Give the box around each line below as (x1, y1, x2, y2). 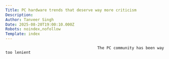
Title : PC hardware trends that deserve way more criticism (5, 7, 137, 13)
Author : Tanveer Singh (5, 17, 54, 22)
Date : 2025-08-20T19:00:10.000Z (5, 22, 74, 27)
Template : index (5, 31, 40, 36)
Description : (5, 12, 33, 17)
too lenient (5, 50, 31, 55)
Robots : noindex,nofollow (5, 27, 61, 32)
